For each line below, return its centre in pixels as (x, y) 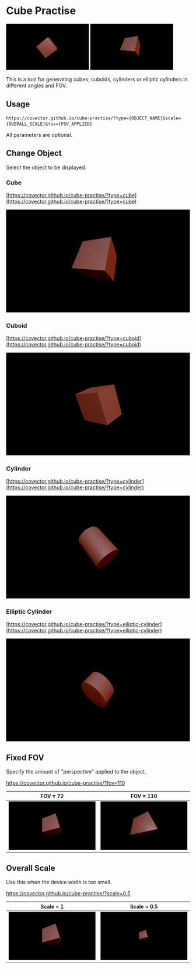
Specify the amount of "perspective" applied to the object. (76, 772)
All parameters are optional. (39, 135)
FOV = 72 (52, 796)
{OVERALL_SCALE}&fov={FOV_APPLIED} (49, 124)
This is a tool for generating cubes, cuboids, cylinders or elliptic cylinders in (97, 80)
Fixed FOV (25, 758)
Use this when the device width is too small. (59, 882)
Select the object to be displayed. (46, 167)
